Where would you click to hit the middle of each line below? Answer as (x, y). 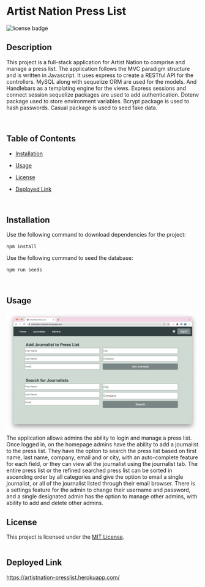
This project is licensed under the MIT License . (65, 537)
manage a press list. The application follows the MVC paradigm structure (98, 68)
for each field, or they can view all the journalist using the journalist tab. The (102, 464)
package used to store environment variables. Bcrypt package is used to (98, 101)
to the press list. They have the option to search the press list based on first (102, 451)
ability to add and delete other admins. (55, 503)
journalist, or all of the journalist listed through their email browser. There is (101, 484)
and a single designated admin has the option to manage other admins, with (102, 497)
